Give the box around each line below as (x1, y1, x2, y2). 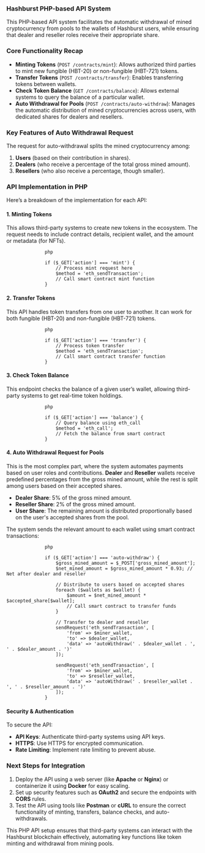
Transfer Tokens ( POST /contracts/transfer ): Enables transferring (15, 74, 184, 81)
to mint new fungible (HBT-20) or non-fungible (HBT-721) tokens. (15, 67, 179, 74)
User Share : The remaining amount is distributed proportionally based (15, 507, 192, 514)
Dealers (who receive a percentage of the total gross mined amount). (15, 160, 191, 168)
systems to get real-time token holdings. (21, 391, 123, 399)
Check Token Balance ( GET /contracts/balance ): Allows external (15, 87, 179, 94)
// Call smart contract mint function (55, 276, 155, 282)
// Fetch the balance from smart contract (55, 430, 166, 437)
